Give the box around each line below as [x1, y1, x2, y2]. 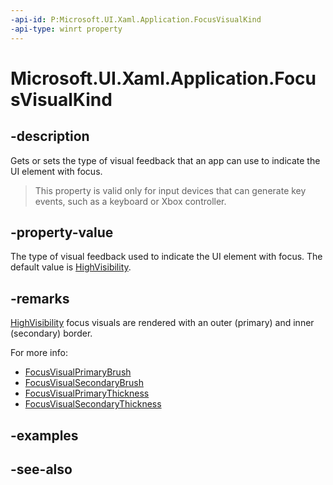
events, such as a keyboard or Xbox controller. [34, 195, 227, 207]
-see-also [10, 461, 73, 478]
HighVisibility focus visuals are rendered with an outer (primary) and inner [10, 317, 315, 329]
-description [10, 128, 90, 145]
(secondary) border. [10, 327, 93, 340]
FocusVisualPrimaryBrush [24, 366, 132, 378]
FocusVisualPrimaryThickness [24, 387, 150, 400]
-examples [10, 427, 79, 444]
